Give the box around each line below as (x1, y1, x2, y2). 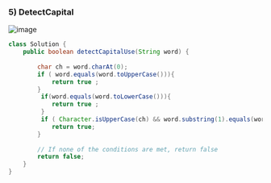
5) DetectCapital (8, 6, 74, 18)
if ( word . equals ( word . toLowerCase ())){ (40, 93, 172, 101)
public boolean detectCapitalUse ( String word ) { (23, 48, 190, 56)
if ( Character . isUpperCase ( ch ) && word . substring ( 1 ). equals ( (40, 115, 255, 123)
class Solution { (8, 40, 67, 48)
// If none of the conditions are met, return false (37, 145, 219, 153)
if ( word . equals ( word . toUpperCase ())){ (37, 70, 175, 78)
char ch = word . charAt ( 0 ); (37, 63, 128, 71)
